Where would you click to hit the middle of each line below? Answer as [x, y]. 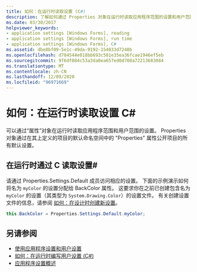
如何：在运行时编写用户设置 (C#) [54, 256]
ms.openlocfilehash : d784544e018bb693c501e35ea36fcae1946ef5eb [85, 55]
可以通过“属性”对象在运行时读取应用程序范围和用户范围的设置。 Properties [96, 130]
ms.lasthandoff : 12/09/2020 [40, 77]
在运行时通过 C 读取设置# [52, 166]
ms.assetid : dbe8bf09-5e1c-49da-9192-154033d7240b [69, 50]
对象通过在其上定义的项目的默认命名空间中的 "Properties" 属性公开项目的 [94, 138]
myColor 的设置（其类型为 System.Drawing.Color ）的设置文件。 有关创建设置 [98, 195]
